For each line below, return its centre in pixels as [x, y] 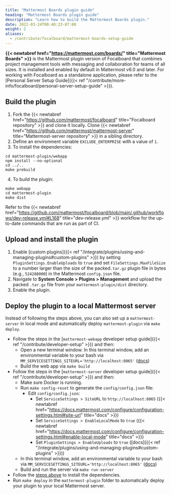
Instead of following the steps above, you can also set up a [67, 318]
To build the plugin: [33, 179]
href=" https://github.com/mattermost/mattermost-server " [73, 131]
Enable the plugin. [32, 290]
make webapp [18, 188]
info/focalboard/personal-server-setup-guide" [54, 85]
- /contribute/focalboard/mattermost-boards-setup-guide [72, 39]
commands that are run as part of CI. [61, 223]
